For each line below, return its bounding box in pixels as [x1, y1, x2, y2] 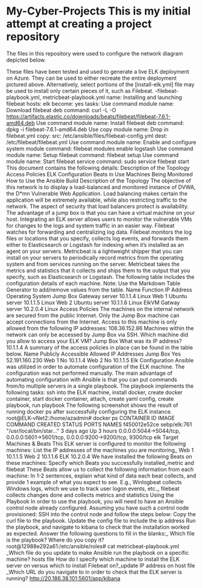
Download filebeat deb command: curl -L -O [6, 106, 116, 113]
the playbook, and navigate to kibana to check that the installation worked [6, 523, 190, 531]
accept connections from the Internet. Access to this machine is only [6, 318, 177, 325]
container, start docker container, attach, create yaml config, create [6, 395, 174, 402]
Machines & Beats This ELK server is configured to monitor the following [6, 439, 186, 447]
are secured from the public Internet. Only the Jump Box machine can [6, 312, 180, 319]
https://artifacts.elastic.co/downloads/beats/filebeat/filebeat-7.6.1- [6, 113, 171, 120]
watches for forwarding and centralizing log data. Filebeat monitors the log [6, 228, 192, 235]
